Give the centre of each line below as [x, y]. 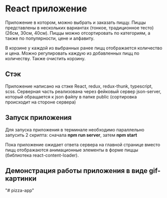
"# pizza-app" [20, 191]
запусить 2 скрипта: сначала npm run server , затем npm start [71, 135]
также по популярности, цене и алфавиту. [50, 38]
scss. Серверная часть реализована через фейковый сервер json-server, [83, 91]
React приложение [46, 9]
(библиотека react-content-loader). [42, 155]
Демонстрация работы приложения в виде [77, 170]
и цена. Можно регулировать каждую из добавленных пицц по [72, 53]
